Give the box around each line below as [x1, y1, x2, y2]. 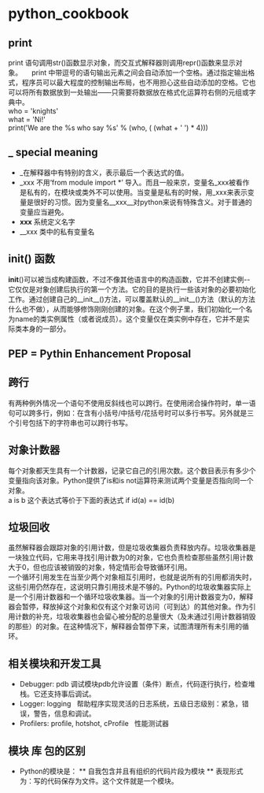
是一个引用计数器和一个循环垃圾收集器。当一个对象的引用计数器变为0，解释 [8, 592, 254, 601]
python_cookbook [8, 5, 130, 23]
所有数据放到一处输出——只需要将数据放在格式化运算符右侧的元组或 [28, 87, 249, 97]
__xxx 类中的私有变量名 [19, 226, 95, 236]
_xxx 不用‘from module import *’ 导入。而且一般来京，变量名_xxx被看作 [19, 177, 250, 187]
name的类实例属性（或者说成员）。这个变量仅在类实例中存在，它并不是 [14, 314, 244, 323]
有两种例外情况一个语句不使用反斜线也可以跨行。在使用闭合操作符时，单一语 [8, 398, 256, 408]
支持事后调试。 [46, 689, 96, 698]
